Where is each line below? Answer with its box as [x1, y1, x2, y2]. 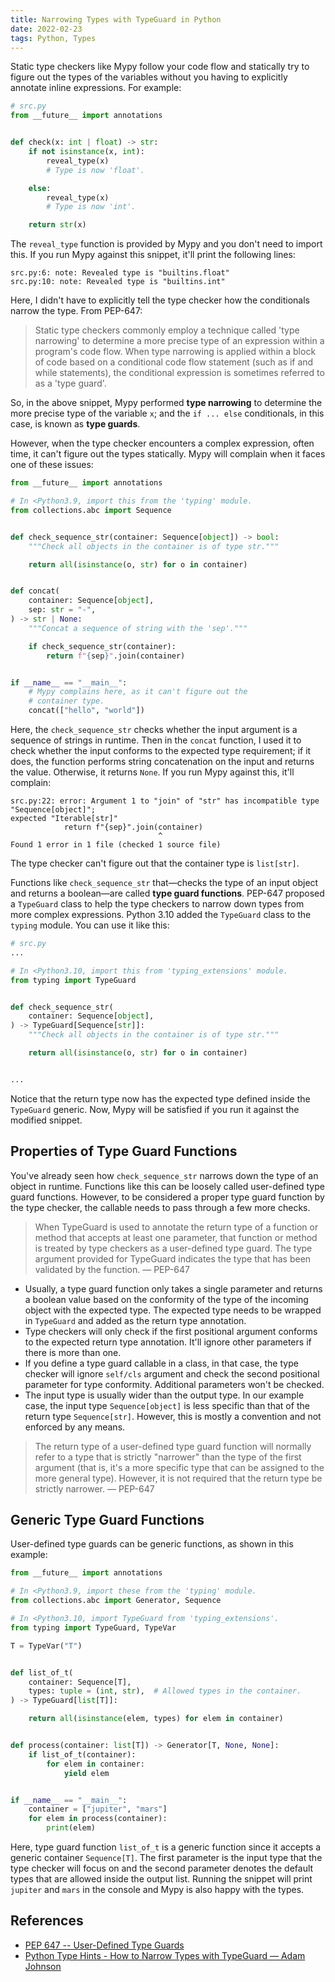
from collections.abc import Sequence [10, 505, 172, 515]
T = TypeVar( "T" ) [10, 1641, 83, 1651]
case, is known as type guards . [10, 418, 141, 430]
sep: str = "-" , [28, 605, 97, 615]
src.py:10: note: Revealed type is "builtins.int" [10, 277, 226, 287]
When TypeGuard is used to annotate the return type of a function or [34, 1221, 319, 1233]
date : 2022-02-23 [10, 24, 83, 34]
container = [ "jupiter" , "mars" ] [28, 1804, 168, 1815]
